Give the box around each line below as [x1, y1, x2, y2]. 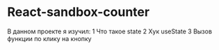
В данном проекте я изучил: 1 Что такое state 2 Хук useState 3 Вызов [7, 27, 212, 35]
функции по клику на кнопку [7, 34, 92, 42]
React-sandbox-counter [7, 4, 150, 20]
